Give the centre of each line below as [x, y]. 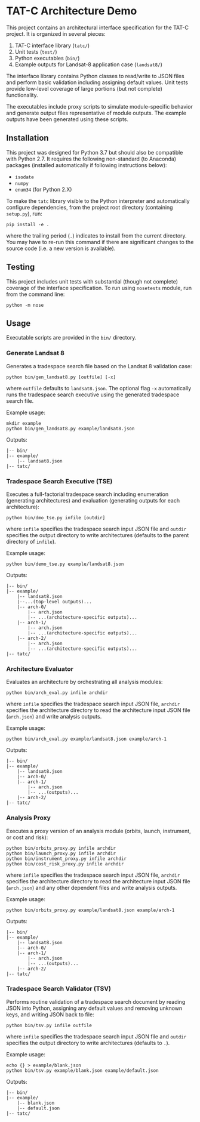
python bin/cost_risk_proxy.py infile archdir [65, 864]
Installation [27, 138]
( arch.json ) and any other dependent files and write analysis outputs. [92, 887]
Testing [21, 267]
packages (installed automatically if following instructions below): [87, 165]
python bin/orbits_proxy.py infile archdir [61, 848]
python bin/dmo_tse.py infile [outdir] [56, 517]
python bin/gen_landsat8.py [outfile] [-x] [61, 377]
